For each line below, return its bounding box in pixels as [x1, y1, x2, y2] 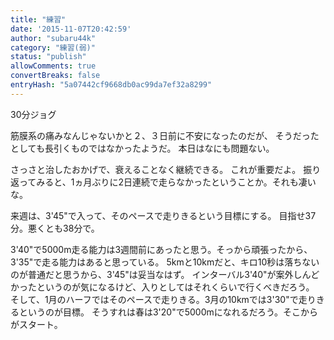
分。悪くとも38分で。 [10, 222, 100, 234]
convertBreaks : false [10, 71, 101, 81]
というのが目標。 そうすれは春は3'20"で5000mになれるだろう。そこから [18, 306, 319, 318]
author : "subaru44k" [10, 33, 97, 43]
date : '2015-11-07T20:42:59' [10, 24, 132, 34]
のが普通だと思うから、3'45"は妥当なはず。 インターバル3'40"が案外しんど [10, 268, 320, 280]
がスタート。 [10, 318, 63, 330]
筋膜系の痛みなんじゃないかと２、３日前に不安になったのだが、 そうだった [10, 129, 320, 141]
